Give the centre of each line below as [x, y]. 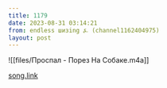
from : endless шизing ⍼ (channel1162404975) [84, 30]
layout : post [30, 38]
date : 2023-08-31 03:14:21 [53, 23]
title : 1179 [28, 15]
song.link [23, 75]
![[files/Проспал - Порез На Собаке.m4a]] [79, 60]
